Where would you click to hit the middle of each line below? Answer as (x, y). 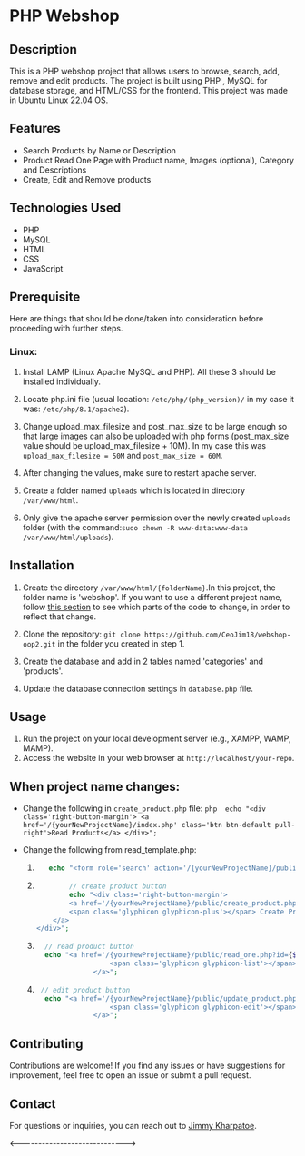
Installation (42, 565)
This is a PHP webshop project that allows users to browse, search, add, (144, 71)
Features (35, 128)
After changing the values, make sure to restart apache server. (139, 472)
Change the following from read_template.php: (109, 850)
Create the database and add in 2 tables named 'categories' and (143, 661)
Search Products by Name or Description (99, 150)
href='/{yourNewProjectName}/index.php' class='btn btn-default (147, 825)
